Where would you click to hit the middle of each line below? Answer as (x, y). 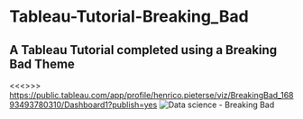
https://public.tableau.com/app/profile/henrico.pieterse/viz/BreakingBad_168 (151, 95)
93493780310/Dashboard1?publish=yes (83, 105)
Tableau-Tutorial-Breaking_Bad (129, 17)
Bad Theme (42, 64)
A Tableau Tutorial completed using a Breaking (143, 50)
